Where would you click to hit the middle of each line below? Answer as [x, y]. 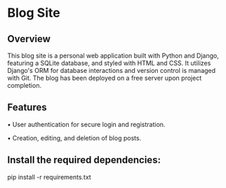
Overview [29, 39]
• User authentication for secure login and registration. [86, 124]
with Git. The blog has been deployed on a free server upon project [105, 78]
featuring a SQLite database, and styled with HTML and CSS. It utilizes [109, 63]
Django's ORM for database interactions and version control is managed [112, 70]
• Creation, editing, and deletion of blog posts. [74, 137]
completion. [25, 85]
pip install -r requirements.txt [49, 177]
